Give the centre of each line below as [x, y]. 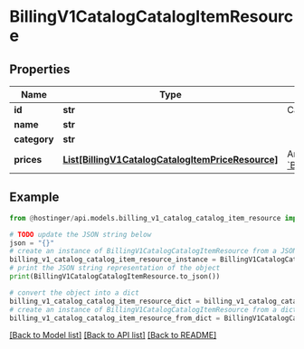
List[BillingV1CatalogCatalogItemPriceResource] [171, 160]
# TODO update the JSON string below [81, 234]
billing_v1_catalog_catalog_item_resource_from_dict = [115, 318]
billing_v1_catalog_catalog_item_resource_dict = [105, 301]
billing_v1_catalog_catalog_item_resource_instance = [113, 259]
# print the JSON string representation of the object [115, 269]
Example [34, 198]
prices [28, 160]
